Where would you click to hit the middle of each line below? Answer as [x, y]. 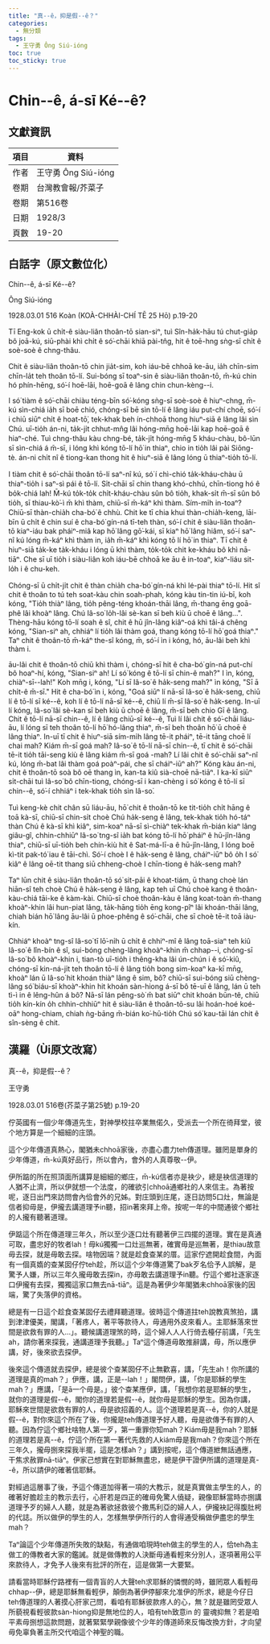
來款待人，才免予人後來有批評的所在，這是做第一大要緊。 [103, 1564]
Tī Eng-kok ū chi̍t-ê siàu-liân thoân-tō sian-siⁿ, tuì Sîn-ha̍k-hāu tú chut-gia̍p [133, 331]
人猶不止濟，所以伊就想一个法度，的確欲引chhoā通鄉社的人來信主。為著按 [131, 1186]
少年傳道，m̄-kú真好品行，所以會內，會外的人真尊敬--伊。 [105, 1159]
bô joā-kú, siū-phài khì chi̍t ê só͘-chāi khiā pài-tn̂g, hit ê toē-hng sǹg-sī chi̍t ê [135, 341]
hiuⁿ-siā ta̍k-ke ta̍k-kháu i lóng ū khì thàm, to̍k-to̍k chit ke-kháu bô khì [123, 550]
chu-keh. [45, 568]
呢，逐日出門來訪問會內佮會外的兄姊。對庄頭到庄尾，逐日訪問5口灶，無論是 [134, 1197]
